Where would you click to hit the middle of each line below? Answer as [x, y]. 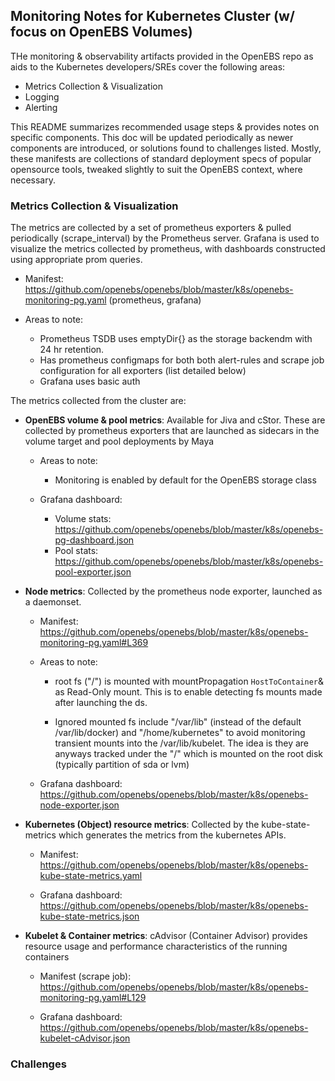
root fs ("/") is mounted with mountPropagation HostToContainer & [189, 681]
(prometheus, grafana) [155, 300]
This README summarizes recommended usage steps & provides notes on [165, 126]
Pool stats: [76, 551]
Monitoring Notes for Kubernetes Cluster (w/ [152, 16]
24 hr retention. [72, 350]
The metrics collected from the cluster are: [98, 401]
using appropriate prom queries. [76, 260]
